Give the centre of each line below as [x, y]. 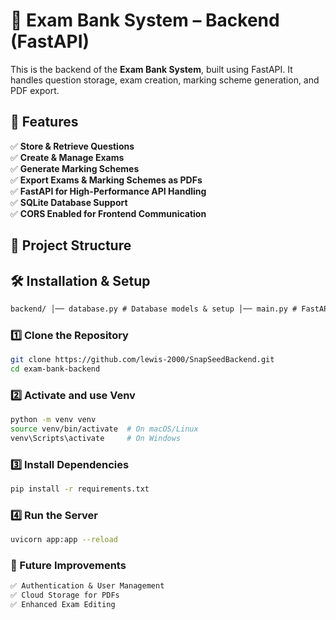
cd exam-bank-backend [55, 369]
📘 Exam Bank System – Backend [145, 20]
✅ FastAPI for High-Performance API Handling [108, 191]
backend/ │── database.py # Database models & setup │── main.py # [154, 309]
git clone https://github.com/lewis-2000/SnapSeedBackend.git [142, 360]
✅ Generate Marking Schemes [75, 168]
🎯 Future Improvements [68, 566]
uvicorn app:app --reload [64, 540]
